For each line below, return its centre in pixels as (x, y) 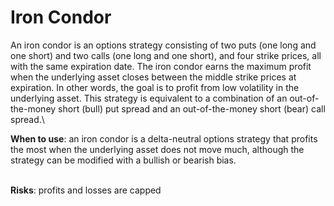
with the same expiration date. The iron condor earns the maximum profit (161, 66)
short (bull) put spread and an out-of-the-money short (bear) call (192, 108)
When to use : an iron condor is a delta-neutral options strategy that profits (164, 138)
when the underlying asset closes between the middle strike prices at (153, 77)
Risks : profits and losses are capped (86, 190)
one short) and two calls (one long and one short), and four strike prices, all (166, 55)
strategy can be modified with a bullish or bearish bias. (123, 160)
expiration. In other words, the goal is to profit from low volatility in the (155, 87)
